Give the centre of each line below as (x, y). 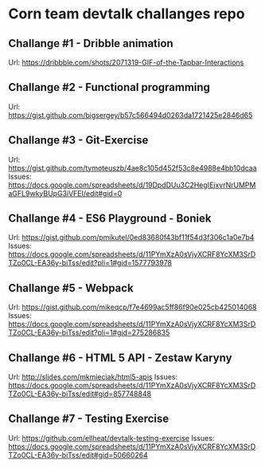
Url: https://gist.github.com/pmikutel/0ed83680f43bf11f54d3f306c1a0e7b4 (131, 238)
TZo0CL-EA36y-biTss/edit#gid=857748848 (80, 394)
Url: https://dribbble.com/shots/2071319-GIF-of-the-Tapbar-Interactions (126, 62)
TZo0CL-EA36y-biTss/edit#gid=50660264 (78, 454)
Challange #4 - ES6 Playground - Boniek (110, 219)
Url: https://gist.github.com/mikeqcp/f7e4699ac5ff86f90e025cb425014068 (132, 307)
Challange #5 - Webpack (71, 288)
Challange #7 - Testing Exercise (89, 419)
